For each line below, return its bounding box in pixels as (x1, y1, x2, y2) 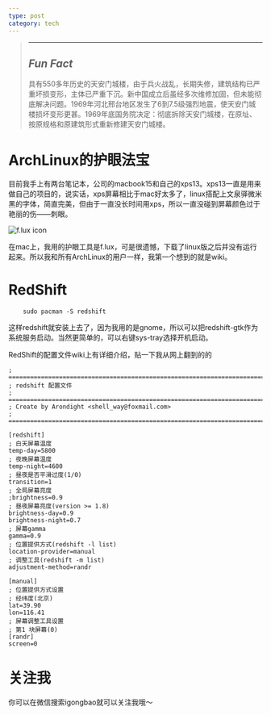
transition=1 (8, 478, 52, 487)
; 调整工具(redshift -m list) (8, 556, 105, 565)
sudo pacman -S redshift (23, 307, 106, 316)
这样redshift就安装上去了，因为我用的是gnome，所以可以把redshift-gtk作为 (8, 323, 258, 332)
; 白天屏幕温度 (8, 440, 52, 448)
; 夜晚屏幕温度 (8, 455, 52, 464)
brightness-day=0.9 (8, 509, 74, 517)
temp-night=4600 (8, 462, 63, 470)
